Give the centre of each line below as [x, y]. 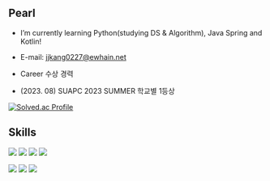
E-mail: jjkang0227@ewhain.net [73, 57]
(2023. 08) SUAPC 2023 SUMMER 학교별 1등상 [98, 90]
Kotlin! [31, 41]
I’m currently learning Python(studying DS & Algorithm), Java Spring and [141, 32]
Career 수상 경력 [47, 74]
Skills [22, 133]
